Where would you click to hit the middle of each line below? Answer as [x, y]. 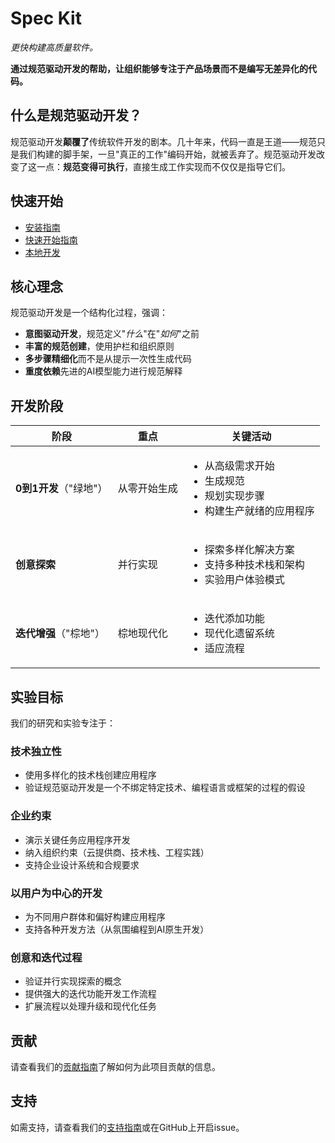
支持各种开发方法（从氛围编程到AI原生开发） [117, 929]
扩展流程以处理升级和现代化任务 [90, 1006]
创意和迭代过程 [46, 957]
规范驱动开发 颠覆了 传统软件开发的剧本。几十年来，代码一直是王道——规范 [163, 141]
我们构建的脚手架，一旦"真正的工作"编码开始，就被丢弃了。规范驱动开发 [167, 154]
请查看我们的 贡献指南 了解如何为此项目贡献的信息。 [115, 1066]
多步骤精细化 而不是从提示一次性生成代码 [108, 359]
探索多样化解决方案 [249, 550]
